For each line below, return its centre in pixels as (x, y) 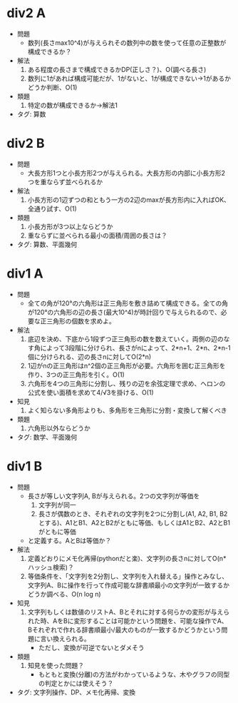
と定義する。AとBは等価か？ (69, 540)
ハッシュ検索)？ (51, 567)
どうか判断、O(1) (52, 87)
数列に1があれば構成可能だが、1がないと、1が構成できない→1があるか (129, 78)
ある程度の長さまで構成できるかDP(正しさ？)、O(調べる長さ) (117, 69)
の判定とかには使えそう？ (76, 683)
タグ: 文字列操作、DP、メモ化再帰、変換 (76, 692)
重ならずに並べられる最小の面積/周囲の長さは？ (98, 235)
